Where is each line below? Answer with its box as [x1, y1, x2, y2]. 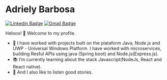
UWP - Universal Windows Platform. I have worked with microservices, [12, 45, 162, 51]
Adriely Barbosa [5, 4, 75, 15]
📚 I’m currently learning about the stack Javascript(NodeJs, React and [12, 56, 162, 62]
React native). [12, 63, 42, 69]
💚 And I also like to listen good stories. [12, 69, 93, 75]
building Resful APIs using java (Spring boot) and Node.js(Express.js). [12, 51, 159, 57]
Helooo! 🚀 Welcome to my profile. [5, 30, 76, 36]
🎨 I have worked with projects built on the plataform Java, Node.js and [12, 39, 160, 46]
